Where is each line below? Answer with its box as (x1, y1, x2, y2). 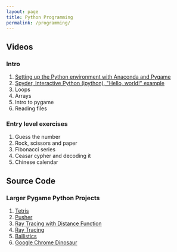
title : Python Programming (6, 14, 73, 20)
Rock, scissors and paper (14, 139, 77, 147)
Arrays (14, 92, 32, 99)
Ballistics (14, 233, 37, 240)
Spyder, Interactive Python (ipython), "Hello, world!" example (14, 80, 165, 87)
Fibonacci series (14, 146, 55, 153)
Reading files (14, 105, 48, 112)
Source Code (6, 176, 55, 186)
